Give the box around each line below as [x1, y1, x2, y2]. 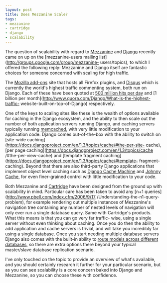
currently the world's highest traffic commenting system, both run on [5, 85, 147, 91]
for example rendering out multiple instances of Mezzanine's [26, 199, 151, 205]
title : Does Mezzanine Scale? [5, 12, 68, 17]
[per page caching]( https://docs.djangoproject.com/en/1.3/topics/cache [5, 147, 154, 153]
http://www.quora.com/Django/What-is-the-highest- [42, 95, 151, 101]
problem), [5, 199, 25, 205]
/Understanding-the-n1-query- [96, 193, 160, 199]
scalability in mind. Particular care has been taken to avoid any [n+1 [5, 189, 144, 194]
